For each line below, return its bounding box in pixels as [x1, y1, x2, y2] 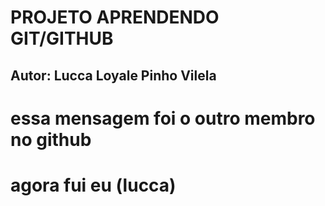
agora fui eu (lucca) [10, 174, 177, 196]
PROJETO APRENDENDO [10, 6, 220, 29]
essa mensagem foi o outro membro [10, 107, 316, 130]
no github [10, 128, 92, 151]
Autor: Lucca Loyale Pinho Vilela [10, 67, 217, 84]
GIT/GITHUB [10, 27, 114, 50]
